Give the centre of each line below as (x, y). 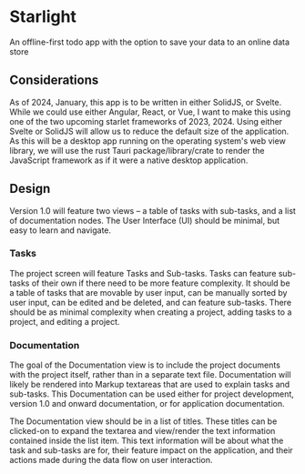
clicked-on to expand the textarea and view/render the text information (142, 431)
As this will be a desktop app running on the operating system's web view (148, 141)
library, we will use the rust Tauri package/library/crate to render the (137, 150)
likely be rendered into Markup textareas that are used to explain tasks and (150, 385)
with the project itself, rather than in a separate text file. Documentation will (150, 375)
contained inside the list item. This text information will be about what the (147, 441)
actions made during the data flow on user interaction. (111, 460)
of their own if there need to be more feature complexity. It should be (161, 283)
